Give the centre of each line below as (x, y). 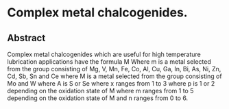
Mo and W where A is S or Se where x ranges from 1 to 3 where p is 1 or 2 (111, 83)
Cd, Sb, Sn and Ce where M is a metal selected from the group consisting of (114, 76)
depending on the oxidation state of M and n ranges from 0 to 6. (98, 98)
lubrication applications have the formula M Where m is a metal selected (109, 62)
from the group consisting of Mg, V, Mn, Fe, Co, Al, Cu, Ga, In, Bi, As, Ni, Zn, (114, 69)
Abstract (26, 38)
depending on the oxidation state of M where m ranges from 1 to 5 (100, 91)
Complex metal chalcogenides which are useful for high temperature (104, 54)
